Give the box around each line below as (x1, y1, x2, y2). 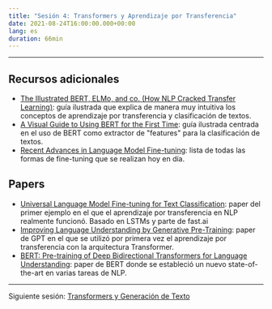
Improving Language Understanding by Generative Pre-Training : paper (19, 225, 257, 234)
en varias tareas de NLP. (45, 268, 127, 277)
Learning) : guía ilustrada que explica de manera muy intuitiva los (19, 102, 236, 112)
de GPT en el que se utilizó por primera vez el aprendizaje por (19, 233, 227, 243)
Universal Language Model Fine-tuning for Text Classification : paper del (19, 199, 261, 208)
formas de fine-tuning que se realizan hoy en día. (19, 154, 185, 164)
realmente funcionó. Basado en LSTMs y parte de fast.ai (19, 216, 209, 225)
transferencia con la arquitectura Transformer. (19, 242, 174, 251)
